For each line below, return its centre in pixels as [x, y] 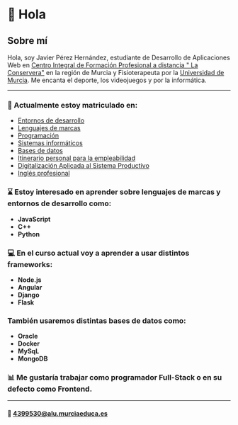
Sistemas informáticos [50, 143]
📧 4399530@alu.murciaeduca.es [58, 414]
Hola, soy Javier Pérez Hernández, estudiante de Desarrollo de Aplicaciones [119, 57]
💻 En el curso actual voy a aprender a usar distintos [98, 253]
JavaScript [34, 219]
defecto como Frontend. [50, 389]
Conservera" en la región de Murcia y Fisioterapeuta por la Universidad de [116, 73]
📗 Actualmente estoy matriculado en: [73, 105]
